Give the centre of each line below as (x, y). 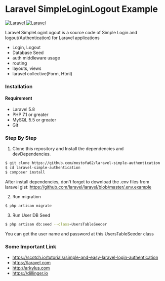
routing (20, 63)
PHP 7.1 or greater (30, 114)
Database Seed (28, 53)
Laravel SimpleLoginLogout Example (82, 9)
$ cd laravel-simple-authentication (43, 168)
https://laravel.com (31, 263)
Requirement (19, 98)
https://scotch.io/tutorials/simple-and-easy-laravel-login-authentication (85, 257)
